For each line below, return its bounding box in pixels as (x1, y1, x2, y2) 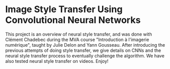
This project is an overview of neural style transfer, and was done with (5, 31, 152, 37)
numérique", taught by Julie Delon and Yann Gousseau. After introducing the (5, 42, 165, 48)
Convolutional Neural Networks (5, 14, 141, 26)
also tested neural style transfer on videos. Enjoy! (5, 58, 109, 64)
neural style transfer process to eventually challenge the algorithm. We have (5, 52, 165, 59)
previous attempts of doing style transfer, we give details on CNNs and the (5, 47, 161, 53)
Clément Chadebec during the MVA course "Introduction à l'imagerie (5, 37, 150, 43)
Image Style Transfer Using (5, 4, 123, 15)
